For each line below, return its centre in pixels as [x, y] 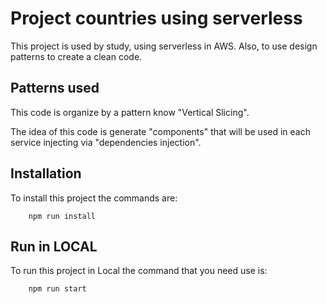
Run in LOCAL [54, 246]
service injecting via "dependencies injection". [106, 142]
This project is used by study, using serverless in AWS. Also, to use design [164, 46]
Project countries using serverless [156, 18]
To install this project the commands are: [94, 198]
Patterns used [55, 88]
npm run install [62, 216]
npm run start [57, 289]
